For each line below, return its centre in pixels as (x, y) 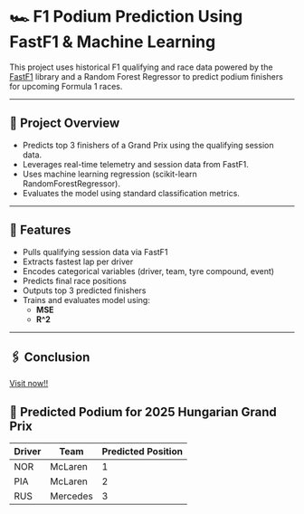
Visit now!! (29, 384)
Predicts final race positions (74, 281)
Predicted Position (142, 452)
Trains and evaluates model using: (86, 300)
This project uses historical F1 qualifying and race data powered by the (141, 67)
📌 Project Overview (65, 124)
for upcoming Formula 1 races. (66, 86)
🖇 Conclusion (50, 357)
